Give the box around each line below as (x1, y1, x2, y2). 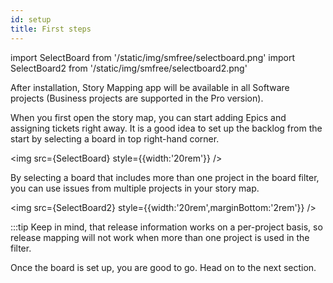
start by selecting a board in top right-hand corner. (10, 132, 220, 145)
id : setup (10, 14, 52, 25)
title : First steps (10, 24, 92, 34)
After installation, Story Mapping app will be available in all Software (10, 81, 290, 93)
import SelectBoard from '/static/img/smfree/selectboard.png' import (10, 51, 296, 63)
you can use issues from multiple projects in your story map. (10, 182, 260, 194)
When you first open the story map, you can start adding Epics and (10, 111, 287, 123)
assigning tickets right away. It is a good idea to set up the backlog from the (10, 122, 323, 134)
